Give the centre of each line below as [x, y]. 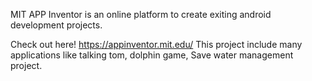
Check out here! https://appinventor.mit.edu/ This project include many [156, 44]
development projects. [56, 25]
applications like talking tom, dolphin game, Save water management [152, 55]
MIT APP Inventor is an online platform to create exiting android [141, 14]
